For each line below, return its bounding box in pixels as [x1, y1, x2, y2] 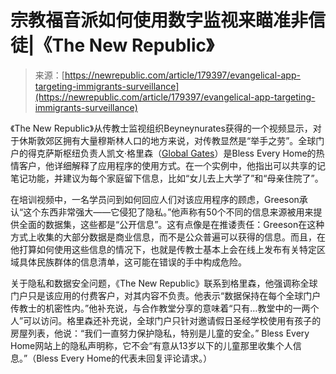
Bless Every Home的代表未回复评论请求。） [36, 352, 213, 364]
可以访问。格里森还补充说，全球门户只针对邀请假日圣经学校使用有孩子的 [23, 314, 322, 326]
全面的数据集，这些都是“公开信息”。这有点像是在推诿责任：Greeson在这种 [18, 218, 325, 230]
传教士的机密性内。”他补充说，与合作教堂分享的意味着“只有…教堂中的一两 [10, 302, 311, 314]
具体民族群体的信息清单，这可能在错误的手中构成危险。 [18, 256, 247, 268]
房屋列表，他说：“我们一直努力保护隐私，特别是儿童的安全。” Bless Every [10, 327, 310, 339]
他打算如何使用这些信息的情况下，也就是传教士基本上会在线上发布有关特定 [10, 243, 317, 255]
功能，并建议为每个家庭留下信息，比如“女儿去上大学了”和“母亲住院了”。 [27, 172, 324, 184]
